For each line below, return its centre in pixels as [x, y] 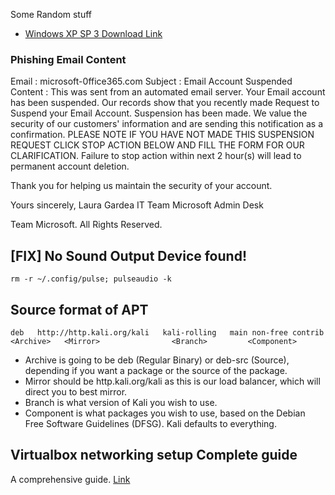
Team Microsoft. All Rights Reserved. [86, 225]
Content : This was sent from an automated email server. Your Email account [168, 92]
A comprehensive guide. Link [70, 479]
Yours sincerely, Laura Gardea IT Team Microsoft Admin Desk [137, 205]
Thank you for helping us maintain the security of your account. [141, 186]
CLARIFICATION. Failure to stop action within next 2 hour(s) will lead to [156, 156]
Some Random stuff [51, 14]
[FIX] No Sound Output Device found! [128, 255]
